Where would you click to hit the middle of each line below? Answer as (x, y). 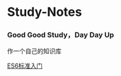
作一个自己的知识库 (34, 51)
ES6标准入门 (25, 66)
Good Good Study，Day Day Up (61, 35)
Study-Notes (45, 12)
